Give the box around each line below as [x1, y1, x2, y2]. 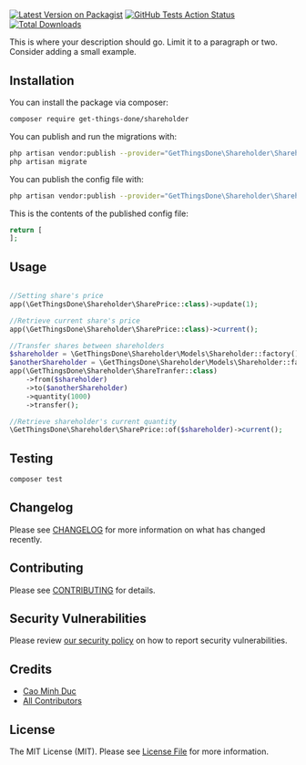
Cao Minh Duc [22, 686, 77, 697]
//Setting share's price [9, 292, 104, 301]
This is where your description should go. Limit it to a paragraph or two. [9, 36, 278, 47]
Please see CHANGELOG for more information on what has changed [9, 524, 266, 535]
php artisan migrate [9, 157, 88, 166]
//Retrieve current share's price [9, 315, 141, 326]
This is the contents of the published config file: [9, 208, 189, 219]
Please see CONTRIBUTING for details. [9, 584, 157, 595]
